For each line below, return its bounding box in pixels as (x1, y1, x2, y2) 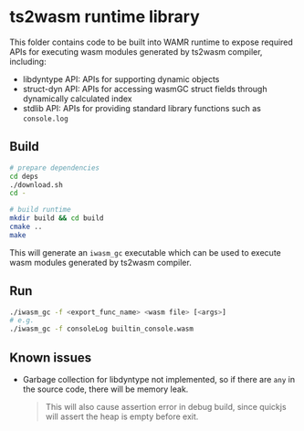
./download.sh (9, 180, 64, 189)
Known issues (9, 350, 92, 365)
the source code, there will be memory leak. (22, 384, 189, 394)
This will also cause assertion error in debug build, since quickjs (45, 402, 287, 412)
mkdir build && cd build (9, 214, 104, 223)
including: (9, 56, 47, 67)
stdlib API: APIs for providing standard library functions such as (22, 102, 262, 113)
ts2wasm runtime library (9, 6, 200, 27)
